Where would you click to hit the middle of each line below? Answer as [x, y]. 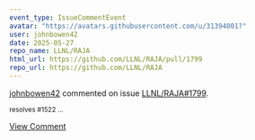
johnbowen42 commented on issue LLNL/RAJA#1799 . [109, 93]
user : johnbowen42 [44, 34]
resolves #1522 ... [37, 109]
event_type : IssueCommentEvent [68, 17]
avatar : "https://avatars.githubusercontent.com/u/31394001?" [128, 26]
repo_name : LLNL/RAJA [50, 51]
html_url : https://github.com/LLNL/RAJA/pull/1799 [106, 59]
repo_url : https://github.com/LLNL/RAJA [86, 68]
